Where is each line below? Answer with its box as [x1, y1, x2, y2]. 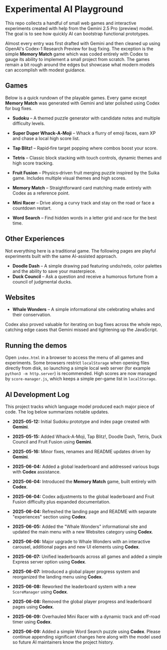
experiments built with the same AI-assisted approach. [5, 253, 118, 259]
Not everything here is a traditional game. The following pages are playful [5, 247, 156, 253]
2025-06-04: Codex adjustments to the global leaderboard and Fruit [12, 493, 155, 499]
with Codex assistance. [12, 469, 61, 474]
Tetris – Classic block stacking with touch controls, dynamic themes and [12, 154, 162, 160]
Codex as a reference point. [12, 190, 70, 196]
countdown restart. [12, 205, 52, 211]
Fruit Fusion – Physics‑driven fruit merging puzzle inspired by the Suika [12, 169, 160, 175]
